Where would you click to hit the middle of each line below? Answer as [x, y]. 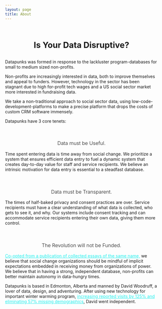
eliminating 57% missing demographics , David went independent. [71, 302]
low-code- [142, 101]
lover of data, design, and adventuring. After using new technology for [75, 291]
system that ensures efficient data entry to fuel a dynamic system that [75, 159]
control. [13, 223]
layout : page [18, 9]
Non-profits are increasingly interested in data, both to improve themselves [80, 76]
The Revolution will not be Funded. [81, 245]
